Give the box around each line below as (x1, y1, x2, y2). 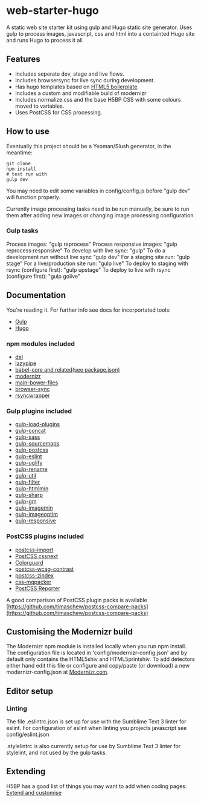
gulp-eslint (14, 453, 42, 460)
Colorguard (14, 559, 43, 566)
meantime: (6, 149, 33, 156)
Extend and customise (6, 789, 62, 796)
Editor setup (6, 686, 53, 696)
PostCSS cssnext (14, 552, 59, 560)
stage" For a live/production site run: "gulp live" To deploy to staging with (6, 260, 189, 267)
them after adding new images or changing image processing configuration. (6, 211, 195, 219)
